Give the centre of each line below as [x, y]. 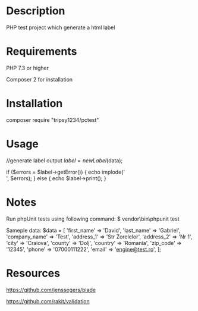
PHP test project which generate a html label [61, 27]
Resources [33, 273]
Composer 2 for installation [40, 79]
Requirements [42, 51]
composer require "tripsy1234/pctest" [53, 120]
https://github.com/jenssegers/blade [51, 290]
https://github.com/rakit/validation [48, 301]
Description [36, 11]
